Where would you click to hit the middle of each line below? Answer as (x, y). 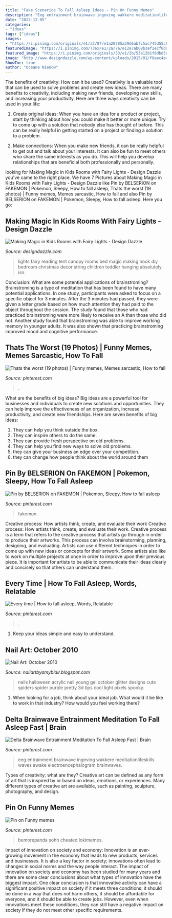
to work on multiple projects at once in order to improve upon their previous (85, 556)
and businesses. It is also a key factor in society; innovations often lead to (83, 861)
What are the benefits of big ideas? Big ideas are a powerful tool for (77, 398)
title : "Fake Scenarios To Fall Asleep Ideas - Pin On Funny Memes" (80, 10)
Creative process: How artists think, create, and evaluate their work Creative (86, 524)
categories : (18, 24)
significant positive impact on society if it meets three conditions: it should (84, 888)
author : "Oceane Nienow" (32, 67)
